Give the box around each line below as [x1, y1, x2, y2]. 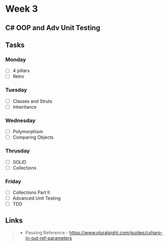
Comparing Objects [12, 134, 54, 140]
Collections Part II [12, 189, 50, 195]
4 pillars [12, 67, 30, 74]
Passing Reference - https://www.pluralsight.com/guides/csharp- [25, 229, 163, 235]
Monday [5, 56, 26, 63]
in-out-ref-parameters [25, 235, 72, 241]
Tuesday [5, 86, 27, 93]
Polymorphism [12, 129, 43, 135]
